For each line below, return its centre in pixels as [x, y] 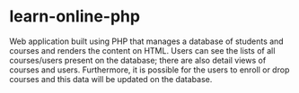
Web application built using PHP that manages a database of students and [147, 41]
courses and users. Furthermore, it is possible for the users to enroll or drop [149, 70]
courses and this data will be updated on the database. [111, 79]
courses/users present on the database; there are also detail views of [138, 60]
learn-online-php [75, 17]
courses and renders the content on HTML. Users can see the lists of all [142, 50]
